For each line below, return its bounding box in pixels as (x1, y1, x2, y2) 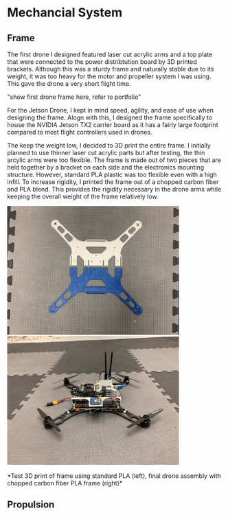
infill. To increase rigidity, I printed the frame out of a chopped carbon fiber (7, 178, 219, 186)
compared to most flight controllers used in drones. (7, 128, 152, 136)
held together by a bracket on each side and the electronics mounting (7, 163, 205, 171)
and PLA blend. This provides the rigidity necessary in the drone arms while (7, 185, 222, 193)
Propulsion (7, 499, 55, 511)
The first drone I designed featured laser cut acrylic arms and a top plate (7, 50, 213, 58)
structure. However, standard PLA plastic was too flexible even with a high (7, 170, 218, 179)
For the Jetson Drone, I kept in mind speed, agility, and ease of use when (7, 106, 214, 114)
